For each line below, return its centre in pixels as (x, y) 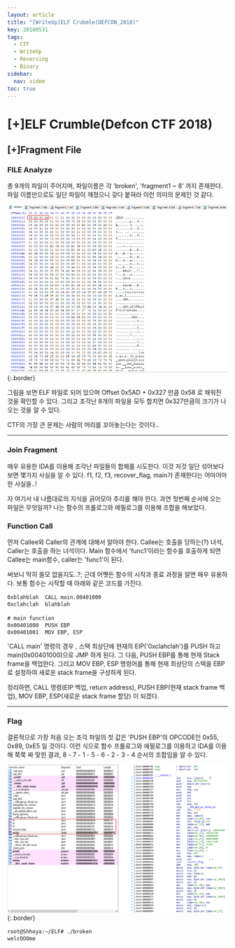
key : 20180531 (28, 29)
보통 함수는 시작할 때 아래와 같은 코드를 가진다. (80, 583)
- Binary (26, 67)
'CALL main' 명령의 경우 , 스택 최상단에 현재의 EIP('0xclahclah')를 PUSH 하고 (114, 646)
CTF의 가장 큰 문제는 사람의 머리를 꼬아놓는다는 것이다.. (83, 425)
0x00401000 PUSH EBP (39, 625)
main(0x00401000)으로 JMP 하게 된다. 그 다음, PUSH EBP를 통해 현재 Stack (114, 655)
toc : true (22, 89)
